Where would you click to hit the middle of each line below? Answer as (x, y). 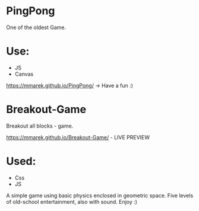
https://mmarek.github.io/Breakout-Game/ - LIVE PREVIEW (78, 137)
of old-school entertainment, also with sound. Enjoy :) (72, 202)
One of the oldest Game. (36, 27)
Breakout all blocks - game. (40, 126)
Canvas (24, 74)
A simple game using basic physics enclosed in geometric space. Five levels (100, 195)
